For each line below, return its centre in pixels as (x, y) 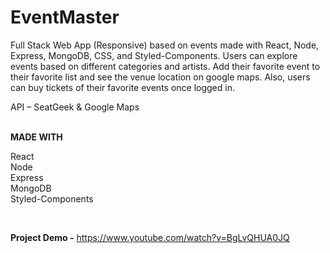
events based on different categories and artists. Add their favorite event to (165, 66)
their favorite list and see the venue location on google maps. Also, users (160, 77)
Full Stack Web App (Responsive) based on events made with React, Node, (165, 45)
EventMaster (65, 17)
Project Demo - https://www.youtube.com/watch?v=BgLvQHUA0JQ (150, 237)
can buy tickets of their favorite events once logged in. (122, 87)
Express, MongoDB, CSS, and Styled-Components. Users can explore (154, 55)
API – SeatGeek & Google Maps (75, 107)
